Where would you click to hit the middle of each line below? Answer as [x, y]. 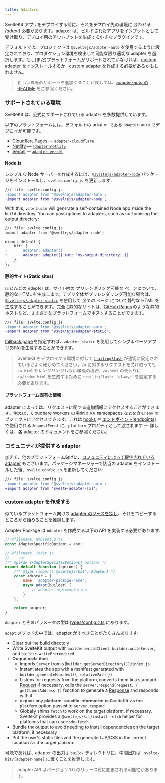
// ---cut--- [18, 558]
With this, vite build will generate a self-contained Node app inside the [78, 208]
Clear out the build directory [41, 643]
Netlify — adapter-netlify [39, 146]
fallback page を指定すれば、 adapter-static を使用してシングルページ [76, 341]
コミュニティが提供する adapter [43, 446]
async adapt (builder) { [47, 585]
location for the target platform [43, 743]
